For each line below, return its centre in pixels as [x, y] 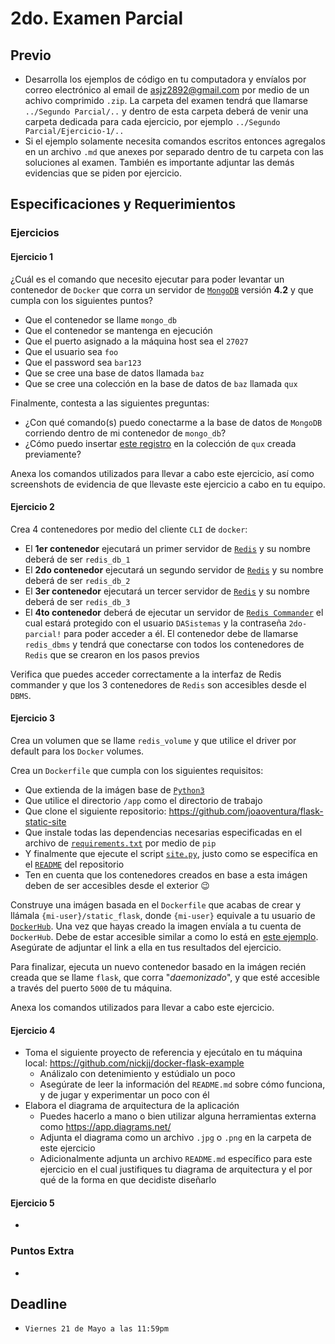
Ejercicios [35, 233]
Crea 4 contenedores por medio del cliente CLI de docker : [129, 529]
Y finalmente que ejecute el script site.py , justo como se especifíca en [171, 853]
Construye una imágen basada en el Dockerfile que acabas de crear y [156, 904]
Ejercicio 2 [32, 507]
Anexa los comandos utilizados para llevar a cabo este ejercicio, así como [162, 473]
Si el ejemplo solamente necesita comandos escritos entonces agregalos [175, 141]
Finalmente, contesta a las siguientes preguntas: [110, 403]
